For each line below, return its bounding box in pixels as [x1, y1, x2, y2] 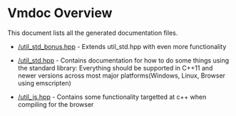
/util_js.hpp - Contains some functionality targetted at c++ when [17, 93, 207, 101]
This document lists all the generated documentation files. [7, 28, 178, 37]
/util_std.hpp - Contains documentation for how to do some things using [17, 56, 230, 65]
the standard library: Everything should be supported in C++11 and [17, 63, 213, 72]
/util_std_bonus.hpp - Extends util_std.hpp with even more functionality [17, 42, 227, 51]
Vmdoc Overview [7, 5, 113, 21]
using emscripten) [17, 78, 71, 87]
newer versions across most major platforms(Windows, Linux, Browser [17, 71, 226, 80]
